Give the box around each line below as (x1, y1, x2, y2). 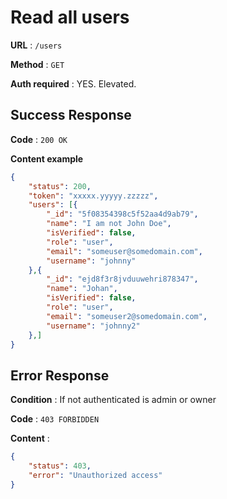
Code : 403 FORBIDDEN (10, 413, 100, 425)
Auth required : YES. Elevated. (10, 77, 137, 90)
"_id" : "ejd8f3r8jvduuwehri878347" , (46, 274, 199, 285)
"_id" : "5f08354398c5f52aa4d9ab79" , (46, 209, 199, 220)
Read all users (10, 6, 130, 29)
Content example (10, 152, 84, 165)
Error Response (10, 367, 110, 384)
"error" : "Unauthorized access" (28, 470, 163, 480)
